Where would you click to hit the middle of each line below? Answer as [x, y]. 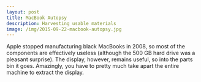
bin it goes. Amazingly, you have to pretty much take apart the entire [93, 66]
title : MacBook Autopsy [37, 18]
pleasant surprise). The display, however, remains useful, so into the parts [100, 59]
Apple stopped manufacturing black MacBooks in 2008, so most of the [96, 47]
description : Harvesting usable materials [61, 23]
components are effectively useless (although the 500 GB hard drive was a [101, 53]
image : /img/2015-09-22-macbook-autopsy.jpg [64, 29]
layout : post [23, 12]
